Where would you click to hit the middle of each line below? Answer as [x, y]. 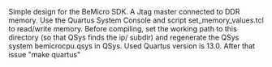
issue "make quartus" [45, 54]
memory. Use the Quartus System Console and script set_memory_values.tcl [136, 20]
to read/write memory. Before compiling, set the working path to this [123, 29]
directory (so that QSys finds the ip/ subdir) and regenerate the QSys [124, 37]
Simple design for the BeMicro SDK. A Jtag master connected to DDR [124, 12]
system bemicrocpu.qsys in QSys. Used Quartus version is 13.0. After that [132, 46]
